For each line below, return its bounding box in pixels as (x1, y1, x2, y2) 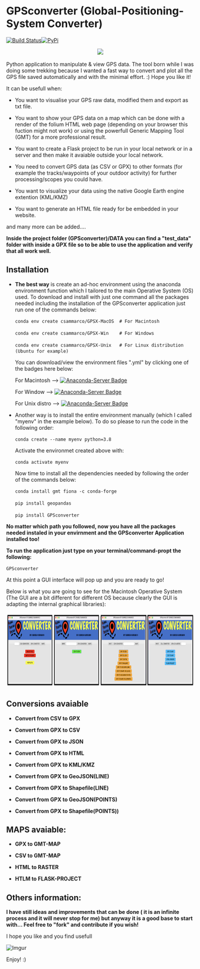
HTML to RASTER (14, 864, 59, 871)
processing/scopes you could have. (14, 175, 103, 183)
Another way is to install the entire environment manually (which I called (14, 411, 192, 418)
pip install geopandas (14, 500, 72, 506)
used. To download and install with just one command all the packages (14, 293, 189, 300)
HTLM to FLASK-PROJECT (14, 875, 82, 882)
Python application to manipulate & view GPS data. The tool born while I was (6, 60, 194, 68)
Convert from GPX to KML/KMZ (14, 761, 95, 768)
